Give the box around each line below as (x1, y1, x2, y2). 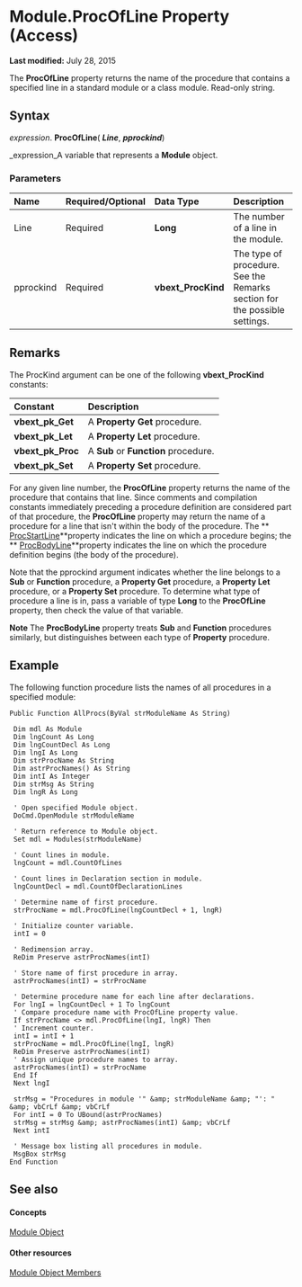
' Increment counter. (13, 1023, 94, 1032)
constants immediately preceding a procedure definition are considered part (9, 501, 292, 512)
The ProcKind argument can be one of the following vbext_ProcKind (9, 369, 265, 380)
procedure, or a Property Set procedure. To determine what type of (9, 585, 261, 596)
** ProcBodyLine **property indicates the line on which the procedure (9, 540, 267, 550)
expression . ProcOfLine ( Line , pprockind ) (9, 132, 165, 143)
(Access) (9, 25, 79, 46)
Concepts (9, 1207, 47, 1218)
